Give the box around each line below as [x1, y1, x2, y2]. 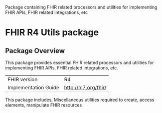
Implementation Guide [7, 84, 60, 91]
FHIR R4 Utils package [5, 27, 99, 38]
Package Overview [5, 47, 65, 55]
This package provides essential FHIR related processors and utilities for [5, 59, 154, 65]
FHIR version [7, 76, 38, 83]
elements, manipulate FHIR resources [5, 102, 82, 108]
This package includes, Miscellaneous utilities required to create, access [5, 97, 155, 103]
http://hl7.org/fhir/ [64, 84, 107, 91]
